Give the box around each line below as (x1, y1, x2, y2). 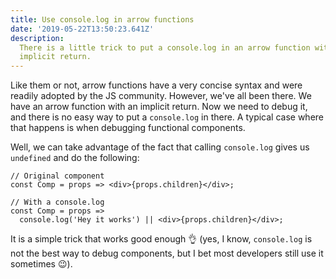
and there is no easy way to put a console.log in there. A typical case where (10, 111, 325, 123)
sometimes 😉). (10, 258, 73, 270)
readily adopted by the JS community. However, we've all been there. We (10, 90, 312, 102)
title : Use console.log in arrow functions (10, 14, 195, 25)
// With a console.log (10, 197, 105, 208)
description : (10, 33, 65, 43)
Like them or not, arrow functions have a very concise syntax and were (10, 79, 303, 91)
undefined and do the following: (10, 152, 140, 164)
